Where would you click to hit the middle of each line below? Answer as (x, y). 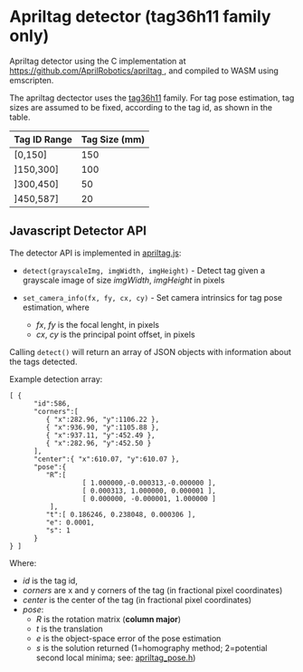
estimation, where (56, 307)
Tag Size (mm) (113, 139)
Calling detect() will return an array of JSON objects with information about (151, 351)
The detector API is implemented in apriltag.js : (95, 253)
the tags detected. (43, 361)
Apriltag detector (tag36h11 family (140, 17)
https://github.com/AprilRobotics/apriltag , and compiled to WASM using (144, 71)
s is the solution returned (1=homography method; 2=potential (151, 648)
